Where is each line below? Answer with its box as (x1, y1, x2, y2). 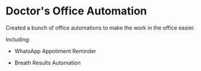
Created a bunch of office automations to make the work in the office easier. (5, 24, 196, 31)
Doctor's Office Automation (5, 4, 147, 18)
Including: (5, 35, 31, 43)
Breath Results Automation (14, 59, 81, 66)
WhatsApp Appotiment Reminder (14, 47, 97, 55)
